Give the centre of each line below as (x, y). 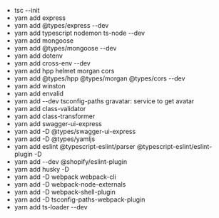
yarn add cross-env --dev (52, 63)
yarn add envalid (39, 93)
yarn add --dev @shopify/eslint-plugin (70, 162)
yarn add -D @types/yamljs (55, 139)
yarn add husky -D (42, 169)
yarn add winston (40, 86)
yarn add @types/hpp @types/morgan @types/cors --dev (100, 78)
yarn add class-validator (50, 109)
